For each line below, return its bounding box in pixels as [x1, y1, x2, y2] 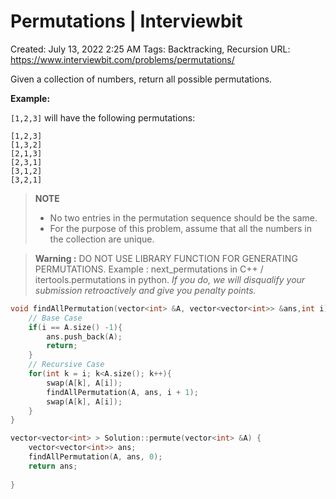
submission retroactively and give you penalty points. [34, 284, 257, 296]
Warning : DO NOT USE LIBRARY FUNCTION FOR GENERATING [34, 252, 298, 264]
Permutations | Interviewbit [10, 10, 243, 33]
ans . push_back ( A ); [46, 331, 123, 342]
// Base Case [28, 313, 83, 323]
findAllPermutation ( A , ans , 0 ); [28, 452, 163, 462]
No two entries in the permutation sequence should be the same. [49, 211, 318, 224]
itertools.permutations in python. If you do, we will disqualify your [34, 273, 306, 285]
